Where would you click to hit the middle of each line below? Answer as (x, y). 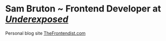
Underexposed (37, 19)
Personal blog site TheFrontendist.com (45, 33)
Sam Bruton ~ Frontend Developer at (83, 9)
